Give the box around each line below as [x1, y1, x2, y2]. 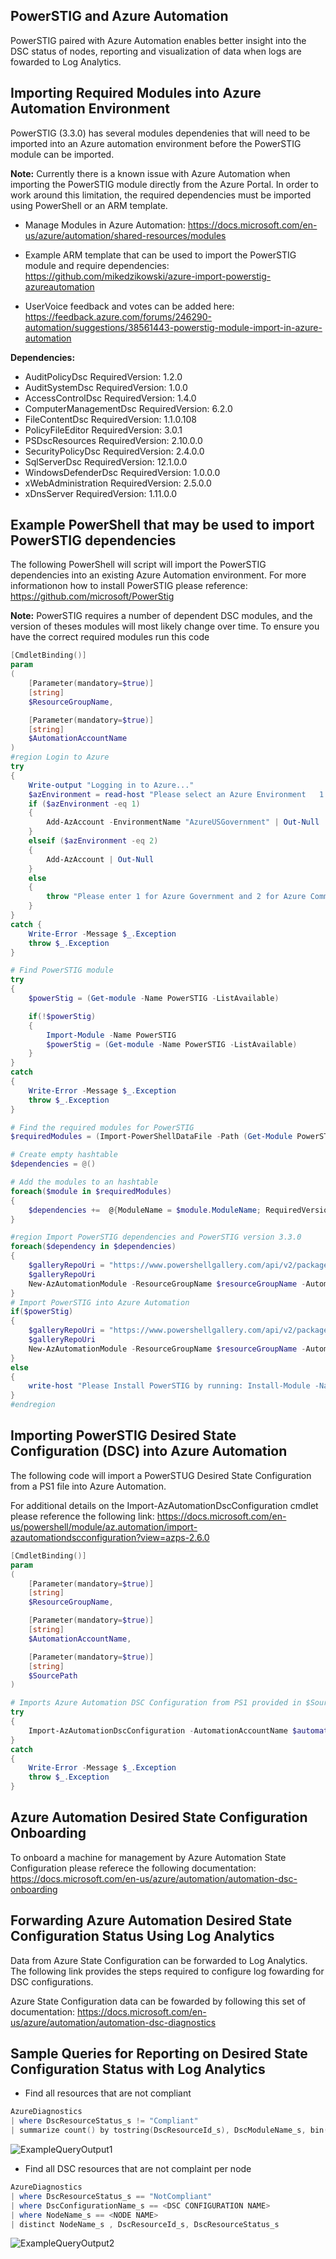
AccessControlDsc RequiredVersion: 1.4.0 [24, 392, 197, 404]
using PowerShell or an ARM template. [10, 199, 168, 211]
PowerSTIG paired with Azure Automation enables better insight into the [10, 34, 307, 46]
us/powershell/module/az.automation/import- [10, 1520, 198, 1533]
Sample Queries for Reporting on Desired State [10, 2045, 308, 2063]
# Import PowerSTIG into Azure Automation [10, 1297, 190, 1308]
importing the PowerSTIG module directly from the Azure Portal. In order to [10, 178, 319, 190]
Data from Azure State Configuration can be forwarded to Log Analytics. [10, 1954, 308, 1966]
